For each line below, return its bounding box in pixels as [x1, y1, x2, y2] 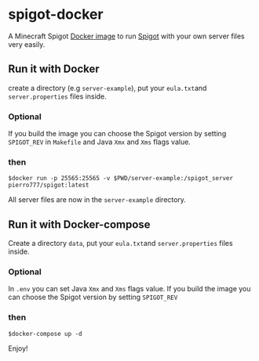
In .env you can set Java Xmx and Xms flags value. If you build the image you [8, 284, 251, 294]
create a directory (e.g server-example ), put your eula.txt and [8, 83, 207, 92]
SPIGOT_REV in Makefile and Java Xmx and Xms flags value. [8, 137, 191, 146]
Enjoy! [8, 343, 29, 353]
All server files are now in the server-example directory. [8, 195, 187, 204]
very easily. [8, 39, 46, 49]
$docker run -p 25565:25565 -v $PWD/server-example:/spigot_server [8, 175, 234, 182]
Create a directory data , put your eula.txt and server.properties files [8, 239, 233, 248]
